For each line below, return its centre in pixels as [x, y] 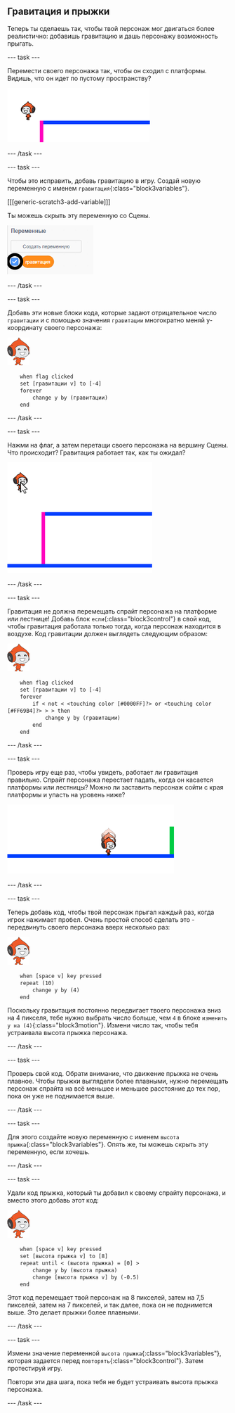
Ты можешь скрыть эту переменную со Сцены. [79, 215]
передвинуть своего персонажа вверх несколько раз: [89, 927]
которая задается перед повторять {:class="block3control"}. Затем [105, 1360]
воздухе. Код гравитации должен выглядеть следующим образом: [108, 633]
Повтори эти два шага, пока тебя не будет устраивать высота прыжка [113, 1381]
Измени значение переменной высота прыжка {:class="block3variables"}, [114, 1353]
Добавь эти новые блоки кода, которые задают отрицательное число [112, 312]
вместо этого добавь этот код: [53, 1200]
